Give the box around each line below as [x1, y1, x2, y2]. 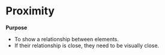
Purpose [5, 24, 28, 31]
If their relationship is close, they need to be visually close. [14, 42, 160, 49]
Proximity [5, 4, 55, 18]
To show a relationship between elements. [14, 35, 119, 42]
